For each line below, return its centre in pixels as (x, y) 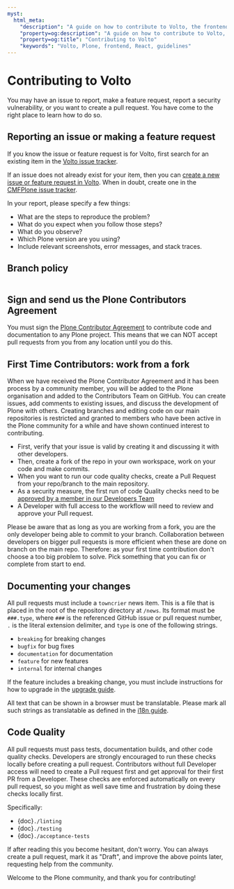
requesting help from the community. (60, 864)
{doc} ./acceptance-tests (54, 835)
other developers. (42, 454)
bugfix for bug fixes (46, 646)
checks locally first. (35, 793)
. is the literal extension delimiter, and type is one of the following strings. (112, 625)
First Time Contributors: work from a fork (99, 364)
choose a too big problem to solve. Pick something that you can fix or (107, 557)
